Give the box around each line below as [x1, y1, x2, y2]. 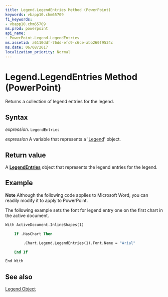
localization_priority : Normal [5, 49, 71, 54]
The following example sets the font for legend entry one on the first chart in [5, 207, 163, 213]
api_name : [5, 31, 26, 36]
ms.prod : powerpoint [5, 26, 49, 31]
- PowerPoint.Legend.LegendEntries [5, 36, 80, 41]
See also [5, 272, 33, 281]
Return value [5, 151, 46, 159]
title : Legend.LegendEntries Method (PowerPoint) [5, 7, 111, 13]
